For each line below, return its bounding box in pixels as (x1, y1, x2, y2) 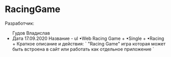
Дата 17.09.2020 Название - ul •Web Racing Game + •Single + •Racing (12, 35, 164, 41)
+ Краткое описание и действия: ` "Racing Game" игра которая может (12, 40, 166, 46)
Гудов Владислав (12, 30, 50, 36)
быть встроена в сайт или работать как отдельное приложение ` (12, 46, 155, 52)
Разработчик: (5, 20, 34, 26)
